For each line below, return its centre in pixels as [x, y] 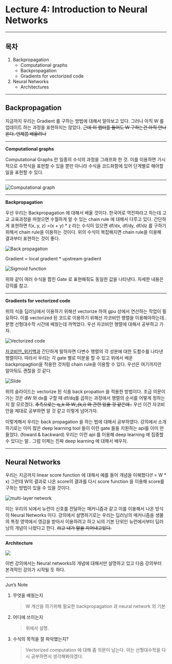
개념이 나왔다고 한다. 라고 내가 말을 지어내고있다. [63, 528]
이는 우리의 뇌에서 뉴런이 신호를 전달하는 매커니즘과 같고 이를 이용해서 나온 [80, 509]
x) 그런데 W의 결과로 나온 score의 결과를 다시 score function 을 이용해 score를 [85, 482]
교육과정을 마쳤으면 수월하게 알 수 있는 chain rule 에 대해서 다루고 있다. [81, 219]
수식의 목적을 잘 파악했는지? [41, 639]
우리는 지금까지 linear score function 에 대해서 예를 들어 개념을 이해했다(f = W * [86, 475]
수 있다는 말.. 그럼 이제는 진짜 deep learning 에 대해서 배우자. [67, 441]
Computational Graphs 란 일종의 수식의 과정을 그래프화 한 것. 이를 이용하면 [81, 159]
